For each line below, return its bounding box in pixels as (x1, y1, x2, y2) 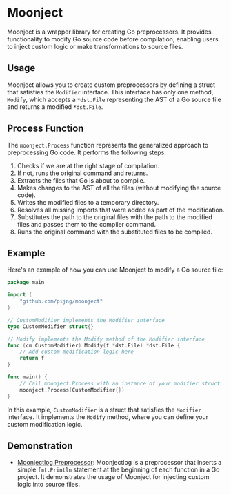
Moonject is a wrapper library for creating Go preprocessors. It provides (7, 28, 212, 36)
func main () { (7, 374, 48, 381)
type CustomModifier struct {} (7, 323, 94, 330)
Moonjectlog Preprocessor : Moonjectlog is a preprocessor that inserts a (17, 458, 222, 467)
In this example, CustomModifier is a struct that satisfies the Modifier (7, 405, 202, 414)
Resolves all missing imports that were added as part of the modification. (17, 205, 225, 214)
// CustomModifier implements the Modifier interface (7, 316, 165, 323)
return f (19, 355, 45, 362)
